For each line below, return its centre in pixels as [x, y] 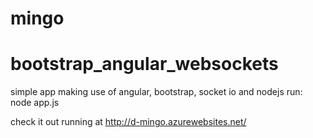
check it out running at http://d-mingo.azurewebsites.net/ [128, 122]
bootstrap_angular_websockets [144, 64]
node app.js [35, 103]
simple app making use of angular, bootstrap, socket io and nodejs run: [156, 92]
